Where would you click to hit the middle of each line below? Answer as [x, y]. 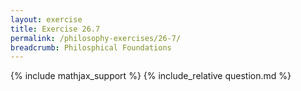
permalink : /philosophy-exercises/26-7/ [96, 38]
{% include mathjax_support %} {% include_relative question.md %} [151, 76]
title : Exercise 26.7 [55, 29]
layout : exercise [46, 19]
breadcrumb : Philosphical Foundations [91, 47]
